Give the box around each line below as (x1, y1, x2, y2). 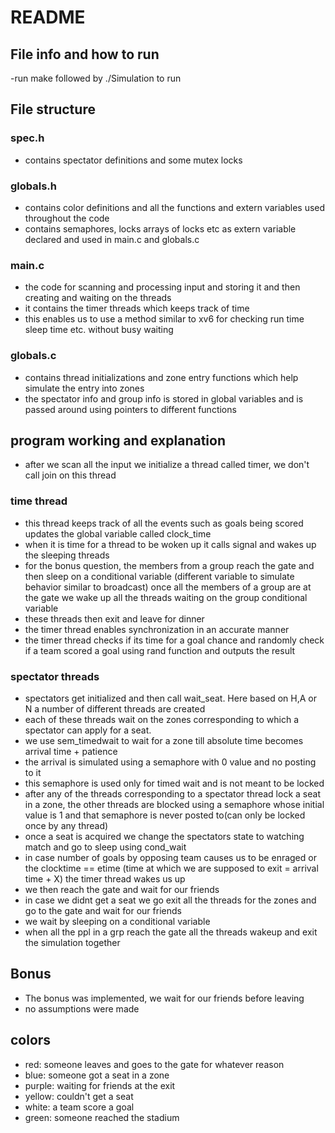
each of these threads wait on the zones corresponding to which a (24, 713, 300, 725)
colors (10, 1032, 52, 1049)
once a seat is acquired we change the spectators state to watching (24, 830, 305, 842)
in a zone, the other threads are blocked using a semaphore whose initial (24, 798, 325, 810)
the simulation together (24, 936, 121, 948)
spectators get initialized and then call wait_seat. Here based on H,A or (24, 692, 317, 704)
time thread (10, 494, 68, 508)
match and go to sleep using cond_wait (24, 841, 187, 853)
